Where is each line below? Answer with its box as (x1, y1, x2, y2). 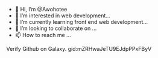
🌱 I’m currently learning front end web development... (14, 19, 148, 25)
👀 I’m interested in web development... (14, 12, 110, 19)
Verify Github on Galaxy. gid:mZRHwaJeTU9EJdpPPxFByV (6, 45, 152, 52)
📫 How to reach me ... (14, 32, 71, 38)
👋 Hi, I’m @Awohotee (14, 6, 68, 13)
